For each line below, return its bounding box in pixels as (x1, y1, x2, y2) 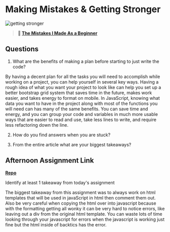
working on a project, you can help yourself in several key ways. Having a (5, 79, 159, 85)
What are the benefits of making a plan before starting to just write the (12, 58, 159, 64)
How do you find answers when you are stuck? (12, 132, 111, 138)
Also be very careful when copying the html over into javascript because (5, 200, 156, 206)
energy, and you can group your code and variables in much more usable (5, 111, 158, 117)
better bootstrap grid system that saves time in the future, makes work (5, 90, 152, 96)
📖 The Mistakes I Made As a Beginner (17, 30, 98, 36)
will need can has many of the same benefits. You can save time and (5, 105, 148, 112)
